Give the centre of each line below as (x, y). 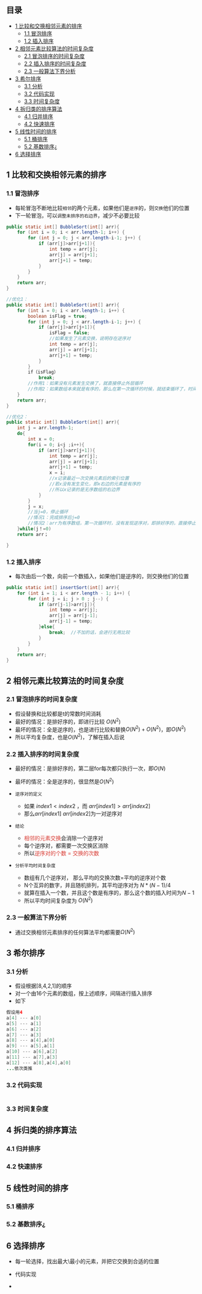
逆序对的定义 (29, 794)
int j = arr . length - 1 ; (45, 428)
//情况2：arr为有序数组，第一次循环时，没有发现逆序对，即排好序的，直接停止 (112, 523)
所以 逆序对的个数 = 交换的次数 (61, 853)
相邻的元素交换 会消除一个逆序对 (63, 838)
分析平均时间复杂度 (35, 866)
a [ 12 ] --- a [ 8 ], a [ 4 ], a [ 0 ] (39, 1062)
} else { (47, 627)
